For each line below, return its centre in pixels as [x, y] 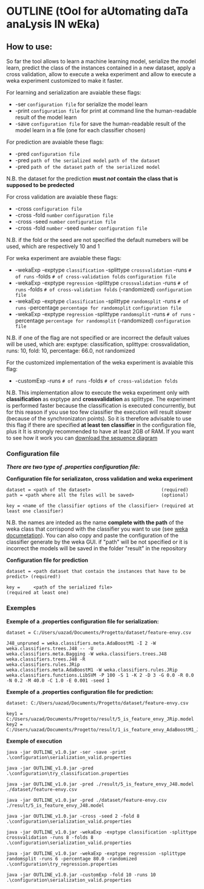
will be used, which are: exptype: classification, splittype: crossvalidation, [98, 344]
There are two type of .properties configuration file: [73, 467]
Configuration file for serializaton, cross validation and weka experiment [100, 479]
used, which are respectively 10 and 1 [53, 246]
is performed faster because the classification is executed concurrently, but [101, 406]
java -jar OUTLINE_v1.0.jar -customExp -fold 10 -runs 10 [81, 875]
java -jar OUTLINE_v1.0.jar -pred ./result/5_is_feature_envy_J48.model [100, 784]
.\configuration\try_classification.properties [68, 773]
